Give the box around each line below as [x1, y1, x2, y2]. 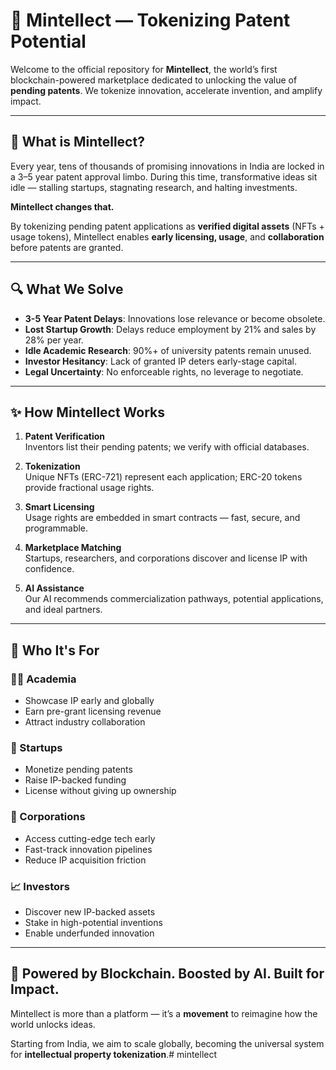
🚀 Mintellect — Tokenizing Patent [10, 9, 291, 32]
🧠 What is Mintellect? [10, 134, 145, 151]
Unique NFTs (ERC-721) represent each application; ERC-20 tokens [24, 471, 303, 483]
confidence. [24, 563, 75, 575]
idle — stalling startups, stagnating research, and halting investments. [10, 181, 298, 193]
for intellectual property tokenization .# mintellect [10, 1048, 218, 1060]
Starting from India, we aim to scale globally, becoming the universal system [10, 1037, 325, 1049]
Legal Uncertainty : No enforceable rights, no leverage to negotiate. [24, 365, 304, 378]
